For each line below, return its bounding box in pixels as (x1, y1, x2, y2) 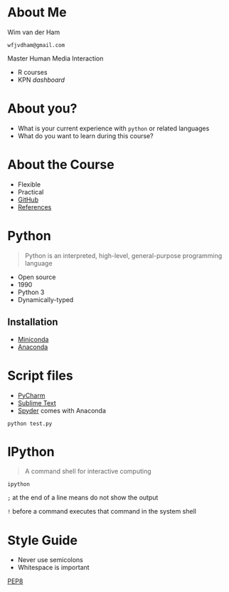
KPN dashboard (17, 76, 65, 84)
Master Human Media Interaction (7, 54, 104, 63)
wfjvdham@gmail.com (7, 41, 65, 48)
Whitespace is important (17, 564, 90, 572)
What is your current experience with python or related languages (17, 124, 210, 133)
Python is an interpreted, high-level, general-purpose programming (24, 251, 223, 260)
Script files (7, 368, 73, 383)
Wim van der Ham (7, 28, 60, 36)
